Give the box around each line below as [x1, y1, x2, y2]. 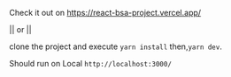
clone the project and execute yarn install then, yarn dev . [9, 41, 223, 52]
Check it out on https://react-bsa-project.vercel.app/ [9, 8, 202, 17]
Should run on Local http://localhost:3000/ [9, 59, 173, 68]
